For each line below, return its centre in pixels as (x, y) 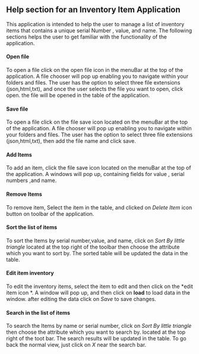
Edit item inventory (30, 273)
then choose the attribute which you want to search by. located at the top (96, 332)
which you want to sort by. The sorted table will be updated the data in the (97, 253)
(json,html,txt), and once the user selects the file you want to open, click (94, 89)
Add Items (19, 155)
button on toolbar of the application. (50, 214)
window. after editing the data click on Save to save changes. (81, 299)
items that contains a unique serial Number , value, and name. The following (99, 30)
